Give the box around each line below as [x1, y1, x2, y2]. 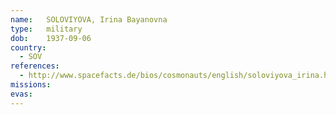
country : [10, 42, 47, 53]
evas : [10, 89, 33, 99]
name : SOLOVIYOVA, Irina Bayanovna [10, 14, 168, 25]
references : [10, 61, 60, 71]
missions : [10, 80, 52, 90]
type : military [10, 24, 83, 34]
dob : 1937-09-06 [10, 33, 92, 43]
